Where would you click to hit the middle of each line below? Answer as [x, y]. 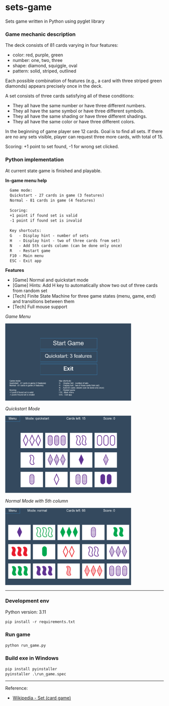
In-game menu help [26, 180]
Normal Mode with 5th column [37, 501]
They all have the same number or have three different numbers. [79, 106]
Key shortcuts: [26, 231]
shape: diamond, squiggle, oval [45, 66]
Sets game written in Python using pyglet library [55, 21]
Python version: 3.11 [26, 612]
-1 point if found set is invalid [46, 221]
